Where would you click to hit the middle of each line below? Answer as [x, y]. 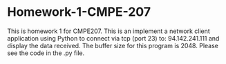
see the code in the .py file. [46, 53]
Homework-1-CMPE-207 [79, 12]
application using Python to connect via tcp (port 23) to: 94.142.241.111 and [113, 38]
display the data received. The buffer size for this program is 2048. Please [113, 45]
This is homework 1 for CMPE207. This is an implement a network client [109, 31]
